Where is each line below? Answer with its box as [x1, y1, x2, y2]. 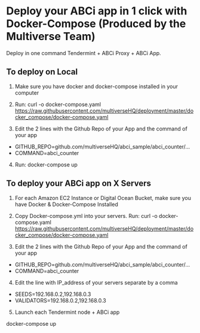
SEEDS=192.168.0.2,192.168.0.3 [14, 290, 91, 298]
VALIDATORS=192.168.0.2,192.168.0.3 [14, 296, 106, 304]
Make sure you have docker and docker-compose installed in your [14, 83, 178, 90]
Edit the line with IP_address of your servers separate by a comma [14, 278, 178, 286]
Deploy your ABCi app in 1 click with [6, 4, 187, 18]
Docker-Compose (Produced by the [6, 17, 186, 31]
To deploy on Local [6, 67, 78, 77]
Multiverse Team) [6, 30, 96, 43]
